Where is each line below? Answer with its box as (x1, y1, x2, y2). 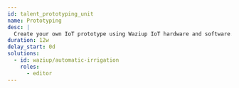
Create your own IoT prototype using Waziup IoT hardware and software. (14, 30, 234, 38)
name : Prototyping (7, 17, 62, 24)
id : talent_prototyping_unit (7, 10, 94, 18)
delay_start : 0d (7, 43, 55, 50)
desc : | (7, 23, 31, 31)
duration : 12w (7, 37, 50, 44)
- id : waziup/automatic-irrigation (14, 57, 119, 64)
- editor (26, 70, 53, 77)
